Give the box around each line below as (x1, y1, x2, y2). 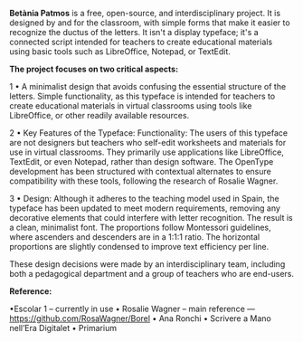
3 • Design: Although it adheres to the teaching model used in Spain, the (9, 194, 279, 204)
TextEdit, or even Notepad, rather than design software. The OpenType (9, 157, 274, 166)
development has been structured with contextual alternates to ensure (9, 166, 271, 176)
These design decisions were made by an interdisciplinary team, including (9, 259, 286, 270)
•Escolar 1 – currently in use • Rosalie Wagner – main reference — (9, 303, 256, 314)
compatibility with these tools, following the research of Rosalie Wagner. (9, 176, 279, 186)
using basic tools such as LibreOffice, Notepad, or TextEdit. (9, 46, 231, 57)
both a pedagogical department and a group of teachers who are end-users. (9, 269, 295, 279)
